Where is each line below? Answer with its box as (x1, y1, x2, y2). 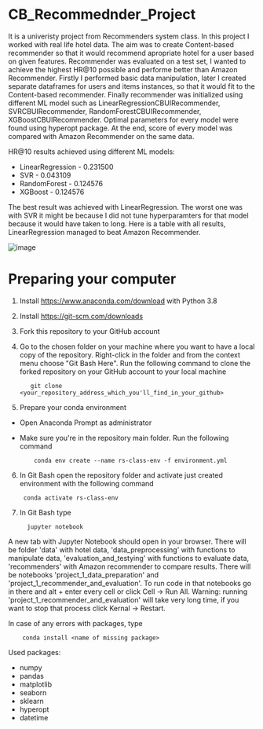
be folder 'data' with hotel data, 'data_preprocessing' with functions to (8, 544, 236, 555)
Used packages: (8, 647, 61, 657)
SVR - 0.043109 (19, 170, 71, 180)
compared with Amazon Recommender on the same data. (8, 131, 195, 141)
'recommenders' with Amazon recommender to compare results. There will (8, 562, 251, 571)
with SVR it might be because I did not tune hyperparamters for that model (8, 211, 249, 220)
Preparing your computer (8, 270, 177, 288)
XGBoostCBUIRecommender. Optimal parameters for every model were (8, 115, 239, 124)
